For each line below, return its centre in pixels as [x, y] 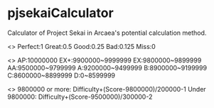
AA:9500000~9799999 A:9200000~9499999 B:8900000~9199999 [107, 67]
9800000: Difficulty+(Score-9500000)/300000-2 [80, 97]
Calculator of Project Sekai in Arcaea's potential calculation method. [107, 33]
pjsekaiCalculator [60, 13]
